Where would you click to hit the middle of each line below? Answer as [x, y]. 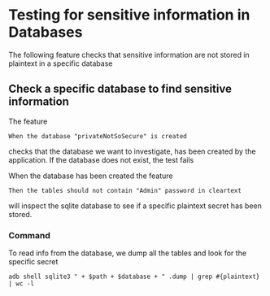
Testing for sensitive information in [129, 15]
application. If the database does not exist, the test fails [101, 159]
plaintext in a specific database [61, 63]
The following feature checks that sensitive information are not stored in [129, 54]
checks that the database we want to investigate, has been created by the [132, 151]
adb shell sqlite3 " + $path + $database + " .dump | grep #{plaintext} [134, 277]
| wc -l [22, 284]
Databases [46, 32]
